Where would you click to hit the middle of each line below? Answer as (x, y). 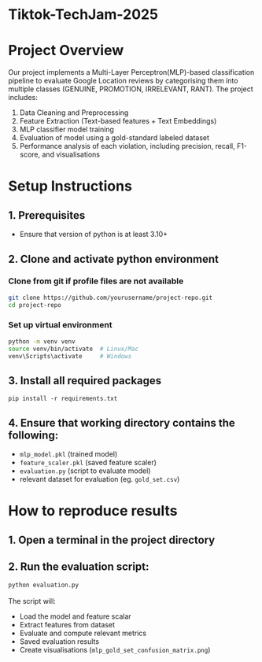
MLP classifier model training (66, 129)
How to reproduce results (93, 511)
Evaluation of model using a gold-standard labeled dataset (114, 138)
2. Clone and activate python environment (113, 259)
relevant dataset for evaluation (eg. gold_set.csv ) (100, 479)
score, (30, 154)
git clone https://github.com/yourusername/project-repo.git (111, 298)
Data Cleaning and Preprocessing (74, 113)
